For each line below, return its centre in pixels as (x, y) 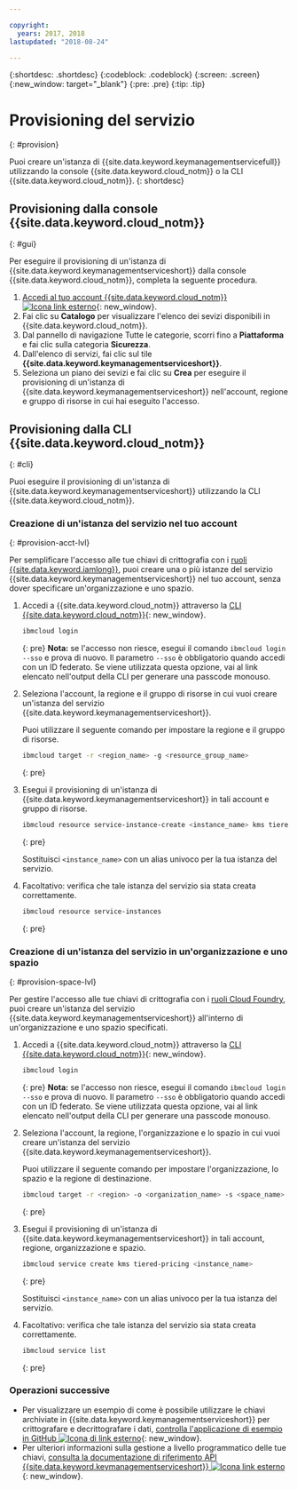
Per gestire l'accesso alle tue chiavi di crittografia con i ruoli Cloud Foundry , (148, 999)
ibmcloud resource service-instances (92, 912)
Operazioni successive (60, 1390)
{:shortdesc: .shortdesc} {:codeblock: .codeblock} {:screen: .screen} (135, 75)
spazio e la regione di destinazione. (87, 1178)
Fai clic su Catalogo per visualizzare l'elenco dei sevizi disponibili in (146, 316)
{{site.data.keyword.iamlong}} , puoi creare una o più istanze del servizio (141, 569)
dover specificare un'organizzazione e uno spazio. (102, 588)
